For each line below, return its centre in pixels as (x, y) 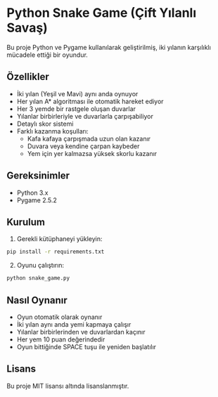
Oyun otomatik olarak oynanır (59, 317)
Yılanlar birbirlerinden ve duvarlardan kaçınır (81, 332)
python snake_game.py (38, 278)
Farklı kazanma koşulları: (52, 131)
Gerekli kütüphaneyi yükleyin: (59, 239)
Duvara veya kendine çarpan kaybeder (83, 146)
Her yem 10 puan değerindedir (61, 339)
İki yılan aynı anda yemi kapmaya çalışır (74, 324)
